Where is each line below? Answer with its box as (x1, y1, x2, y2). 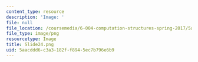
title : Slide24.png (6, 42, 54, 48)
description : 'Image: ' (6, 14, 65, 20)
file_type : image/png (6, 31, 60, 37)
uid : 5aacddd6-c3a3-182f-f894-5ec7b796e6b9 (6, 47, 115, 53)
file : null (6, 19, 33, 25)
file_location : (6, 25, 44, 31)
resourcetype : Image (6, 36, 57, 42)
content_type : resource (6, 8, 65, 15)
